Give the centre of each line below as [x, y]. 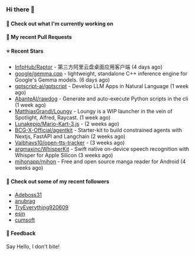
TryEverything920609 [42, 207]
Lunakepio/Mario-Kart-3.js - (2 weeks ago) [67, 124]
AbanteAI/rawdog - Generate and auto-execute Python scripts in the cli [101, 99]
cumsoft [25, 220]
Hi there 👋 [21, 9]
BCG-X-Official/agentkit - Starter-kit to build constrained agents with [98, 130]
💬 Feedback [21, 234]
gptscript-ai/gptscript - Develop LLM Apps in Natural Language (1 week [102, 86]
